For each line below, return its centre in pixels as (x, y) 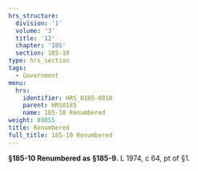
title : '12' (36, 38)
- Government (37, 75)
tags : (17, 68)
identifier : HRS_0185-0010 (68, 98)
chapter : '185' (41, 46)
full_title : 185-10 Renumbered (61, 135)
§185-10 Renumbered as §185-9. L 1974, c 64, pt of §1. (99, 158)
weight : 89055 (32, 120)
